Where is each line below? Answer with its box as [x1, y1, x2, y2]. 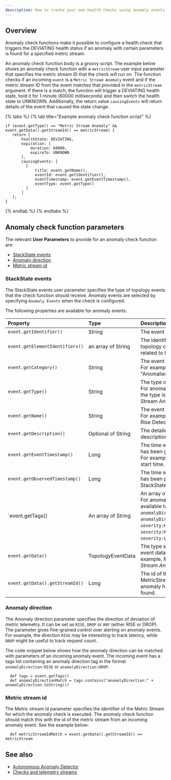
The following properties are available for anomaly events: [5, 308, 127, 314]
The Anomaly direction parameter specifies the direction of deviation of [5, 616, 155, 622]
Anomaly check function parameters [5, 222, 125, 232]
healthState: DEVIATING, [21, 137, 74, 142]
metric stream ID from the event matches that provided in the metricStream [5, 82, 162, 88]
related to [140, 349, 164, 356]
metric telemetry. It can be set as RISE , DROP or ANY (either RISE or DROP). [5, 621, 158, 627]
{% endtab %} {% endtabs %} [5, 208, 69, 214]
